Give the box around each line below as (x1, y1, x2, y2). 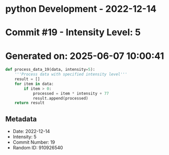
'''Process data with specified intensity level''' (14, 72, 127, 77)
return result (14, 101, 45, 106)
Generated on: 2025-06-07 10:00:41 (5, 50, 164, 62)
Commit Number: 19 (12, 139, 55, 145)
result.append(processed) (32, 95, 88, 101)
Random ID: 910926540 (12, 145, 63, 151)
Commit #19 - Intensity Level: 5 (5, 27, 141, 38)
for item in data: (14, 81, 54, 86)
